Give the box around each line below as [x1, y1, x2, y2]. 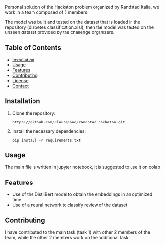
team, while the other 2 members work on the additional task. [5, 235, 130, 241]
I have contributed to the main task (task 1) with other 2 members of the [5, 229, 150, 235]
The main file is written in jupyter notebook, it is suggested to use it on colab [5, 164, 160, 170]
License [12, 77, 29, 83]
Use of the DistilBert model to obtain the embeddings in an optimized [12, 191, 153, 197]
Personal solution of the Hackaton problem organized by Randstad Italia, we [5, 4, 159, 10]
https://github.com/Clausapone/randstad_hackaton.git [12, 120, 125, 124]
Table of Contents [5, 44, 62, 52]
